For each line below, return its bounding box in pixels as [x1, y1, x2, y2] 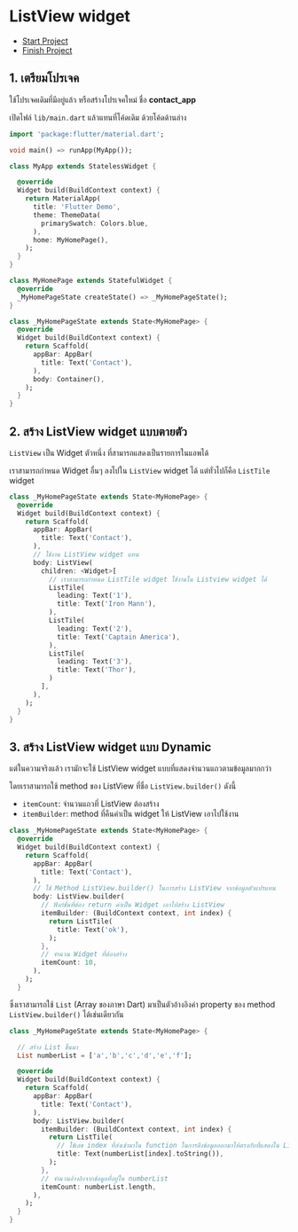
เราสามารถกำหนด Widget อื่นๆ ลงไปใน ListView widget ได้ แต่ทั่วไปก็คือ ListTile [9, 465, 271, 475]
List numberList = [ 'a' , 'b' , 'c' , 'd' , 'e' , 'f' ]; [17, 1051, 192, 1060]
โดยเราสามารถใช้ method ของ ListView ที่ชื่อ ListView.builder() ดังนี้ [9, 781, 237, 791]
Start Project [21, 35, 68, 46]
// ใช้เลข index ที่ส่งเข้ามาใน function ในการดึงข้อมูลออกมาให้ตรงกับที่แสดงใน [56, 1142, 279, 1150]
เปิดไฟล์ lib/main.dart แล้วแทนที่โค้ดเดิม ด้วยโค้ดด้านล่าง [9, 112, 187, 122]
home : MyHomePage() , [32, 235, 109, 245]
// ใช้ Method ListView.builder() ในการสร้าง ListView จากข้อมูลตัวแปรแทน [32, 884, 277, 893]
